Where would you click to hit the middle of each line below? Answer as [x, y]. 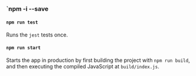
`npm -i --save [27, 9]
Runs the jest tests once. [37, 35]
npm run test [22, 22]
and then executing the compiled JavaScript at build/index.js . [83, 67]
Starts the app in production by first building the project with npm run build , [98, 60]
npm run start [24, 48]
